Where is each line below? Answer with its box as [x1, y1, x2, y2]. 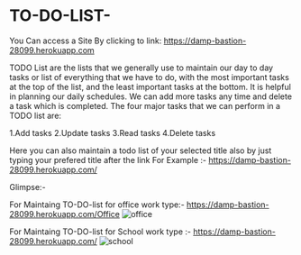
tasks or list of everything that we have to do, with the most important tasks [9, 71, 290, 82]
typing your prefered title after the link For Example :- [9, 154, 207, 165]
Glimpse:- [9, 181, 47, 192]
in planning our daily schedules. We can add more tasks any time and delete [9, 91, 293, 102]
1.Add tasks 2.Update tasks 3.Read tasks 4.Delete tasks [9, 127, 216, 138]
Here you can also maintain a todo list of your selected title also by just [9, 145, 272, 156]
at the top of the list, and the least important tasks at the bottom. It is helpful [9, 81, 291, 92]
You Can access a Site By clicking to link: [9, 35, 162, 46]
